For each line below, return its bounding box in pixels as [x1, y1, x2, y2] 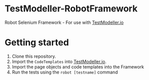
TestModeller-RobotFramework [4, 3, 138, 14]
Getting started [4, 37, 69, 48]
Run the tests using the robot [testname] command [11, 69, 118, 75]
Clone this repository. [11, 53, 56, 59]
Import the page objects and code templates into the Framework [11, 64, 144, 70]
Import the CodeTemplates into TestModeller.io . [11, 58, 107, 65]
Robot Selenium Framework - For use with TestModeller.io [4, 19, 124, 25]
